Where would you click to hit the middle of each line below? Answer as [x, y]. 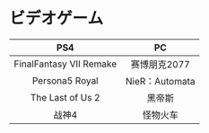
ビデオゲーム [57, 18]
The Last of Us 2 [65, 97]
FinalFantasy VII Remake [65, 64]
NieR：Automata [160, 81]
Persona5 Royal [65, 80]
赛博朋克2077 [160, 64]
